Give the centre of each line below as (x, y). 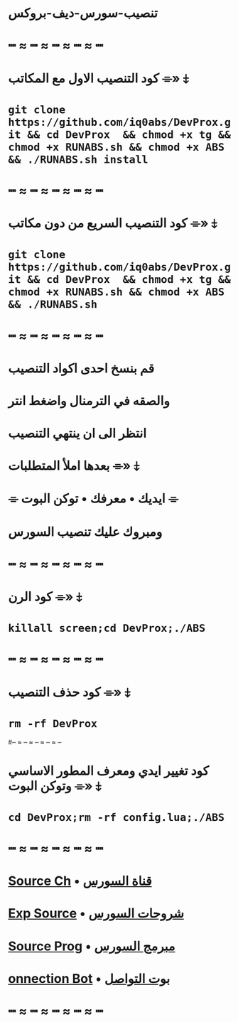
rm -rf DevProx (53, 723)
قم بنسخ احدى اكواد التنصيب (81, 368)
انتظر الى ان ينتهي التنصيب (77, 433)
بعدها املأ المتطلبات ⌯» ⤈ (74, 466)
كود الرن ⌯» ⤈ (45, 597)
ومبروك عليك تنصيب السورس (85, 532)
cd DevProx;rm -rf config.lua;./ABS (117, 817)
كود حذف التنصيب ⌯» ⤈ (69, 692)
